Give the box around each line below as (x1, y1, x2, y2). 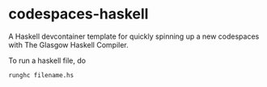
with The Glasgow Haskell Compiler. (8, 39, 129, 49)
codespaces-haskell (8, 5, 149, 23)
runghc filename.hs (8, 71, 74, 79)
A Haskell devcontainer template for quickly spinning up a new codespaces (8, 31, 260, 41)
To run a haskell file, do (8, 56, 87, 65)
